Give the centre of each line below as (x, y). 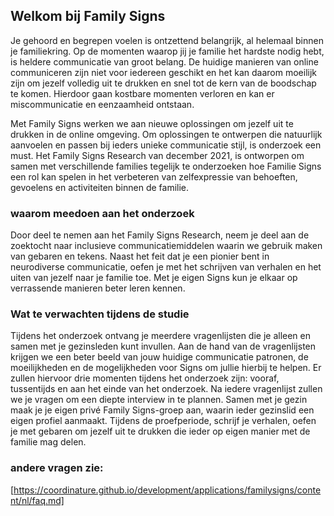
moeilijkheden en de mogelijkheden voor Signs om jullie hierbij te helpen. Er (166, 368)
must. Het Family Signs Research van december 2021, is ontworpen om (157, 155)
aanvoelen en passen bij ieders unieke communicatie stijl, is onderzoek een (166, 145)
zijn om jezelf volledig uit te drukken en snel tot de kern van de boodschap (163, 83)
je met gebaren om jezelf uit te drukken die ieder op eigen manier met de (160, 431)
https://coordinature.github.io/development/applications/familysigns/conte (167, 490)
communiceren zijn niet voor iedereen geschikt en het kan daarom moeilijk (164, 72)
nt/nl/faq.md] (37, 500)
